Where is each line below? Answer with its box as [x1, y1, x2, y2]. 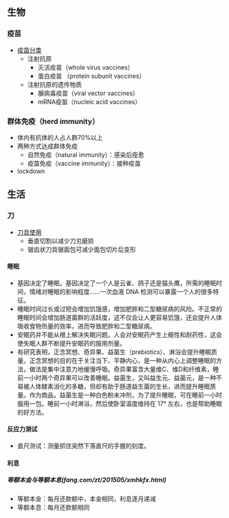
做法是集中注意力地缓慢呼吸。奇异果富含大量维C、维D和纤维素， [29, 364, 213, 373]
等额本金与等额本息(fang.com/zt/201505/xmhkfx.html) [7, 476, 166, 484]
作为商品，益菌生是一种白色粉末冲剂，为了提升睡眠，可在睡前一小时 [29, 391, 222, 399]
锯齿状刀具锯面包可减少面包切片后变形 [27, 245, 136, 253]
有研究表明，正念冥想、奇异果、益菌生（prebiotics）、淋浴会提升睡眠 [17, 347, 212, 356]
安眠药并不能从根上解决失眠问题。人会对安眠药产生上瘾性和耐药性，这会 [17, 330, 222, 339]
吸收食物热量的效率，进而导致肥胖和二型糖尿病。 [17, 322, 156, 330]
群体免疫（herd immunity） [7, 116, 100, 126]
